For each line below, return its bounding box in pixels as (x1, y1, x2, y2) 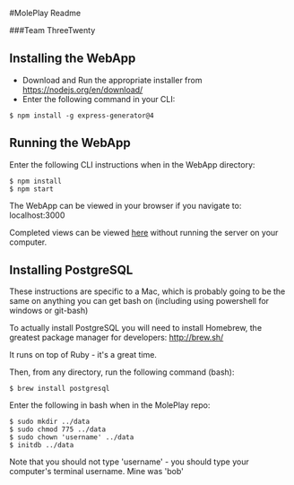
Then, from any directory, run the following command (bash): (9, 367, 235, 377)
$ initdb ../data (9, 441, 74, 450)
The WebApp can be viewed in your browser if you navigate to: (9, 200, 242, 211)
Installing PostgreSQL (9, 263, 134, 278)
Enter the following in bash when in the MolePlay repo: (9, 400, 211, 411)
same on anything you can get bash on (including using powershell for (9, 296, 270, 307)
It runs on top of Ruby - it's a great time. (9, 350, 157, 360)
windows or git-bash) (9, 305, 89, 316)
